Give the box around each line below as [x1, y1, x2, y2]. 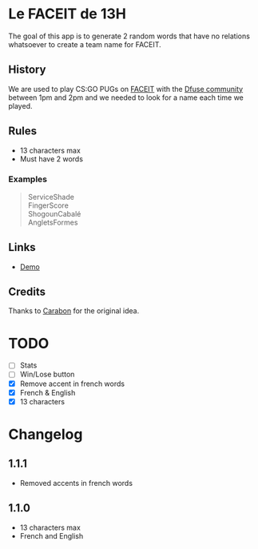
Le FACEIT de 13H [8, 5, 126, 23]
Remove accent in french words [19, 379, 125, 388]
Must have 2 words [19, 153, 84, 164]
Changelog [8, 425, 83, 444]
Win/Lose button [19, 369, 75, 380]
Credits [8, 285, 46, 299]
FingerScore [27, 201, 69, 210]
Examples [8, 173, 48, 185]
